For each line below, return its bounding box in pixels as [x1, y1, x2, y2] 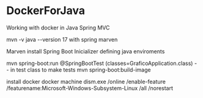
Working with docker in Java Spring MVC [6, 24, 110, 31]
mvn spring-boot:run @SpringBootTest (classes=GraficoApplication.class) [6, 59, 193, 67]
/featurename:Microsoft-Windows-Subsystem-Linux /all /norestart [6, 84, 173, 92]
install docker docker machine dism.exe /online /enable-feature [6, 78, 166, 85]
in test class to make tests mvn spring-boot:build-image [10, 66, 151, 73]
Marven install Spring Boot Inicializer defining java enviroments [6, 47, 165, 55]
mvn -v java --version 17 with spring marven [6, 36, 118, 43]
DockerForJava [6, 4, 86, 18]
